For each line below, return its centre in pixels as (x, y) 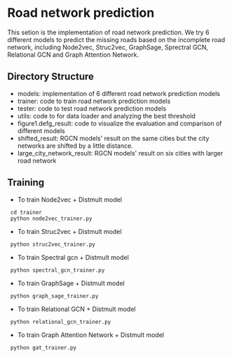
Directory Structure (51, 77)
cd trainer (26, 212)
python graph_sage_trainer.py (54, 296)
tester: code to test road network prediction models (92, 108)
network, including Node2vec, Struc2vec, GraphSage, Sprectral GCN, (108, 47)
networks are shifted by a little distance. (75, 146)
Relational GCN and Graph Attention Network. (73, 55)
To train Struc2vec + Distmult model (69, 231)
